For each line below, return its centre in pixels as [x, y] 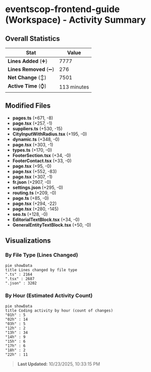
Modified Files [28, 106]
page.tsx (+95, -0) [32, 166]
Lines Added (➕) [28, 61]
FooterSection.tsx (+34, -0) [42, 155]
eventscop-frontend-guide [63, 9]
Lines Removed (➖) [31, 69]
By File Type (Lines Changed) [42, 255]
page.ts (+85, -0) [31, 198]
